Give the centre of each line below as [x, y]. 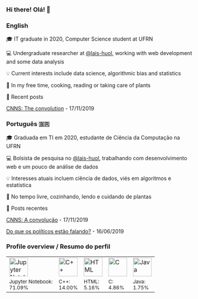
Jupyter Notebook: [31, 281]
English [17, 25]
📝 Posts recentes [27, 208]
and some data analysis [35, 62]
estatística [19, 185]
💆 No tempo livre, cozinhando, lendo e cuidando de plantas [79, 196]
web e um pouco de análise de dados [52, 166]
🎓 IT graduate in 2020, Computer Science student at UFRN [80, 39]
